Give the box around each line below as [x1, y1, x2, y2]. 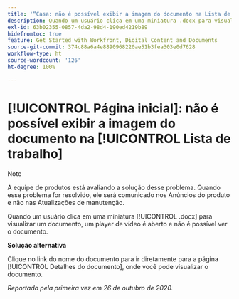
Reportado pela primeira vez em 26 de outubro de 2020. [7, 283, 174, 292]
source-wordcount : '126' [7, 57, 81, 64]
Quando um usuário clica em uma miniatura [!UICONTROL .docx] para [7, 211, 213, 221]
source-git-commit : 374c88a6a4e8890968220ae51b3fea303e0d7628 [7, 43, 196, 51]
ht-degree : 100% [7, 63, 55, 70]
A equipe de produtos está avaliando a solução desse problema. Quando [7, 183, 221, 192]
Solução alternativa [7, 241, 67, 249]
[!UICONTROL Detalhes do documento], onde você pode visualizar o [7, 262, 208, 271]
